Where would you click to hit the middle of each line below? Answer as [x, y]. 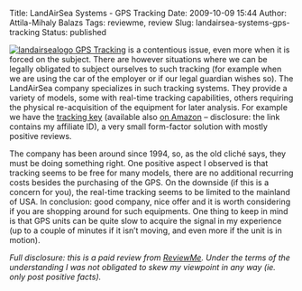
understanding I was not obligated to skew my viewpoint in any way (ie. [143, 267]
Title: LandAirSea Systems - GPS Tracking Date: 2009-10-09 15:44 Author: [148, 13]
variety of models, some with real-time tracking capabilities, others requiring [151, 98]
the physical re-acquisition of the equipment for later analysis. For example [149, 107]
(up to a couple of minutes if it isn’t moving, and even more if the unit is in [146, 230]
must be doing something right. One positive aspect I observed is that [139, 163]
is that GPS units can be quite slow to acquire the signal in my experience [146, 221]
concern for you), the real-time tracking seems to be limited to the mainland [150, 192]
